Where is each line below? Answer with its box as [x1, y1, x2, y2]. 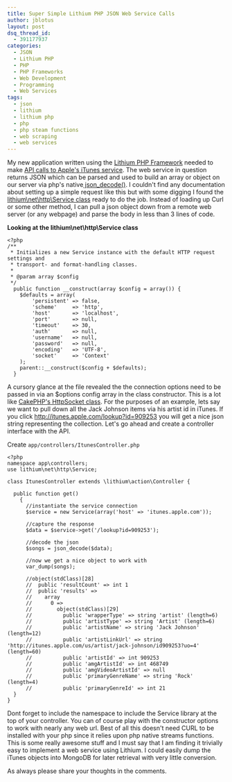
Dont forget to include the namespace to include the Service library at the [7, 709, 217, 717]
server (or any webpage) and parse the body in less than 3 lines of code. [7, 210, 215, 219]
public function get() [13, 490, 79, 497]
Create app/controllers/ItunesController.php [7, 440, 140, 449]
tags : [7, 94, 23, 101]
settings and [7, 255, 45, 263]
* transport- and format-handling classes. [10, 261, 138, 268]
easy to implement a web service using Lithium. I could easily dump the [7, 746, 211, 754]
